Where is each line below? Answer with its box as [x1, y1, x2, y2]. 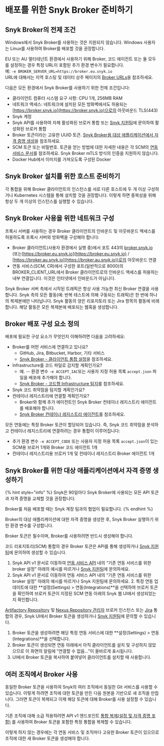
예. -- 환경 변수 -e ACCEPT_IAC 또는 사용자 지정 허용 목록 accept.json [19, 369, 152, 374]
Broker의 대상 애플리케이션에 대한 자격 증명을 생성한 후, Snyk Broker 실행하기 [5, 517, 154, 522]
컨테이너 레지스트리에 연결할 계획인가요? [12, 393, 90, 399]
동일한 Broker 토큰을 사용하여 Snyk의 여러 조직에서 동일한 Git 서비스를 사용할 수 [5, 684, 158, 690]
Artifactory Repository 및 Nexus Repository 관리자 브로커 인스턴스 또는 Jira [5, 607, 153, 613]
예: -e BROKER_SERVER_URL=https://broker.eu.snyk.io [5, 68, 113, 74]
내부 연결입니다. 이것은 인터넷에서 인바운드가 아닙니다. [12, 275, 116, 281]
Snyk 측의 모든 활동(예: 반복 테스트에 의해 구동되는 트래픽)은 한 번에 [19, 292, 148, 298]
